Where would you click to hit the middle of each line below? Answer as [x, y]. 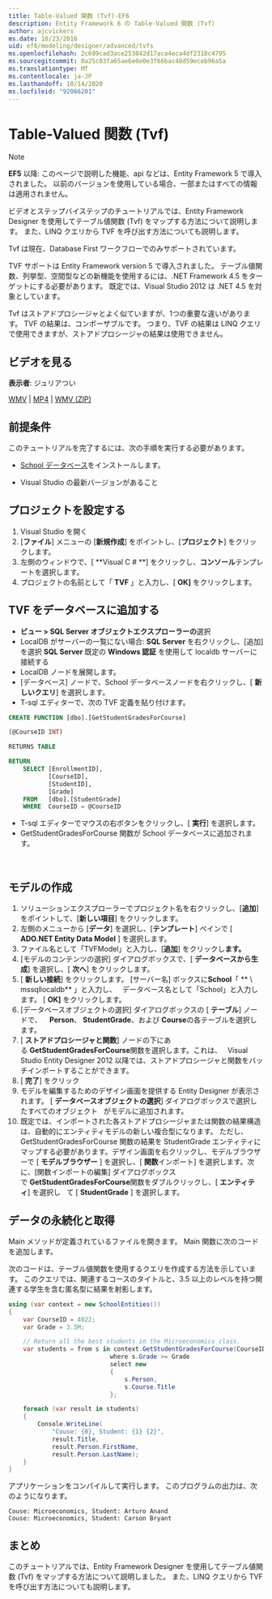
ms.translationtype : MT [49, 69]
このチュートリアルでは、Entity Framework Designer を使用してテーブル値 [132, 1567]
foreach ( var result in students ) [81, 1409]
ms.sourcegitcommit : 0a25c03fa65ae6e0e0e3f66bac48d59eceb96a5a [117, 62]
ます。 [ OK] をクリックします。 [73, 999]
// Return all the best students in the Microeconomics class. [132, 1342]
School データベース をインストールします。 [92, 465]
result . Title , [75, 1439]
